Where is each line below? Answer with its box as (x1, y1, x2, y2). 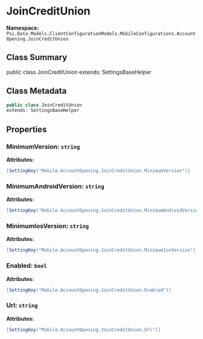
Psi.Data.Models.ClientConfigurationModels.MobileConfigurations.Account (6, 30, 196, 37)
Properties (6, 124, 47, 134)
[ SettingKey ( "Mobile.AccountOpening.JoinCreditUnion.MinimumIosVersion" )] (6, 247, 199, 253)
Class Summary (6, 53, 68, 63)
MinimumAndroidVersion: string (6, 182, 105, 190)
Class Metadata (6, 86, 67, 96)
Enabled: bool (6, 262, 47, 270)
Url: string (6, 301, 38, 309)
